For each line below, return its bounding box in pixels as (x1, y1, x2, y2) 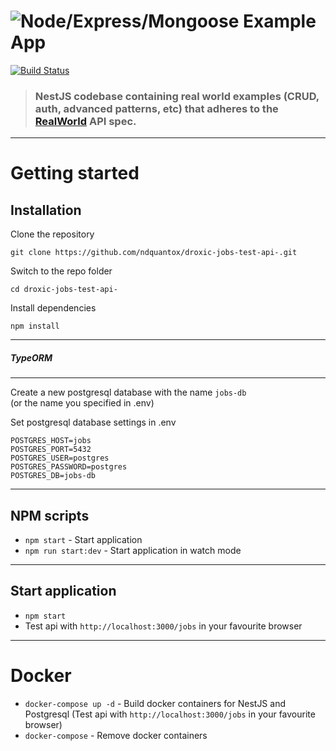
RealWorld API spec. (34, 114, 137, 128)
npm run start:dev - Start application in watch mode (24, 545, 242, 557)
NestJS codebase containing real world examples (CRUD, (34, 89, 320, 103)
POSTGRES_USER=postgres (10, 453, 110, 464)
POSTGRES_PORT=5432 (10, 445, 92, 455)
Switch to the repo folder (10, 265, 113, 277)
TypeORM (10, 351, 53, 364)
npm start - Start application (24, 534, 143, 546)
